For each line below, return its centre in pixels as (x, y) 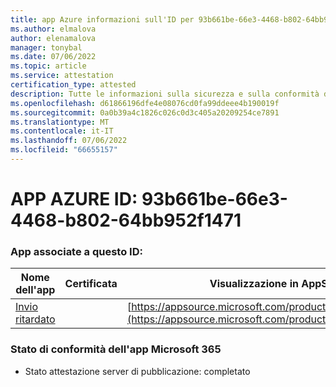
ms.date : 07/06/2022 (53, 57)
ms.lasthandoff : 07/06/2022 (69, 141)
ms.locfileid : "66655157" (64, 150)
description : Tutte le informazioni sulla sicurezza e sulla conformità (165, 94)
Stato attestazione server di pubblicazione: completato (137, 371)
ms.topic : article (48, 66)
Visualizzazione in (254, 284)
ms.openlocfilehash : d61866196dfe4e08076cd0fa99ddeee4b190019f (145, 103)
